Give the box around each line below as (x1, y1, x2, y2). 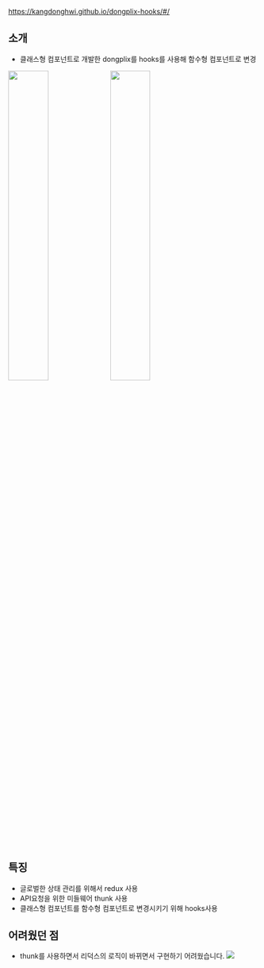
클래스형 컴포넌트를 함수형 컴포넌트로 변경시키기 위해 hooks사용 (19, 903, 218, 912)
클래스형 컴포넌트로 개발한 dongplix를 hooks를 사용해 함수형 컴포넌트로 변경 (19, 54, 257, 64)
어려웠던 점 (8, 929, 59, 943)
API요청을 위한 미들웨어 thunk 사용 (19, 893, 128, 903)
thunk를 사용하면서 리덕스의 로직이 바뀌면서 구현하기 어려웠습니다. (19, 951, 225, 961)
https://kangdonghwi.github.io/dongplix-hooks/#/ (8, 7, 170, 16)
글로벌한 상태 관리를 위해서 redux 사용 (19, 883, 139, 893)
